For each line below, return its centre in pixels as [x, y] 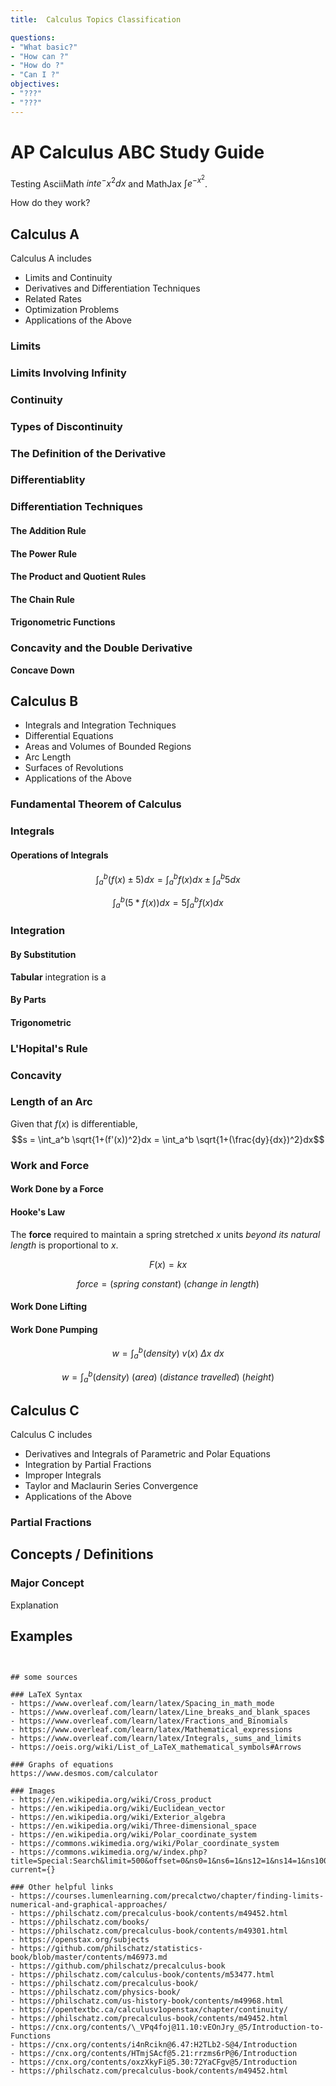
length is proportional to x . [64, 1245]
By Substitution [43, 954]
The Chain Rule [42, 599]
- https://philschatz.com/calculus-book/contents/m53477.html [142, 1974]
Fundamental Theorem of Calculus [96, 804]
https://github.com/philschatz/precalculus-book [122, 1966]
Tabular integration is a [58, 977]
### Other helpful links [62, 1887]
